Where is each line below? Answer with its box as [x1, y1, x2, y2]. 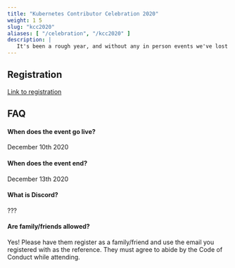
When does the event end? [7, 159, 88, 167]
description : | [7, 36, 52, 43]
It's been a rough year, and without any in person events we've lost [16, 43, 229, 50]
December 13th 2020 [7, 175, 69, 183]
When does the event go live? [7, 127, 96, 135]
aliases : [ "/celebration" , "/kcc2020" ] [7, 29, 131, 37]
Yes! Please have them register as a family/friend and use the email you [7, 238, 215, 246]
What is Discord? [7, 191, 58, 199]
